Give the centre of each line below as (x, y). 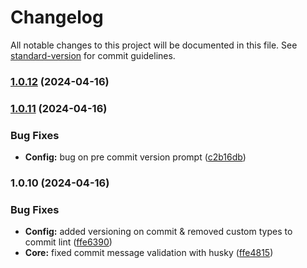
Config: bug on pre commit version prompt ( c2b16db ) (135, 157)
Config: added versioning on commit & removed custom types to (158, 232)
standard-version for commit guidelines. (93, 55)
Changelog (57, 17)
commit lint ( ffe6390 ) (68, 242)
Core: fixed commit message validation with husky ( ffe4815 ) (149, 253)
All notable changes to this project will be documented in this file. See (154, 45)
